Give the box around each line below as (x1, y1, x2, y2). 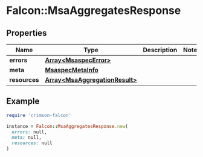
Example (6, 96, 40, 107)
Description (143, 46, 178, 54)
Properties (6, 28, 47, 38)
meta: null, (11, 135, 42, 141)
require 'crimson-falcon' (6, 112, 71, 118)
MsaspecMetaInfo (45, 66, 98, 74)
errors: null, (11, 129, 47, 135)
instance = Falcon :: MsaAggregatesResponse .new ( (6, 123, 129, 129)
